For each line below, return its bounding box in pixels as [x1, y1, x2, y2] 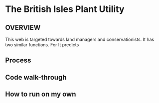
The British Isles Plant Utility [5, 3, 125, 15]
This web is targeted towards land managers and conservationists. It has [5, 36, 155, 42]
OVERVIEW [5, 23, 41, 32]
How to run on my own [5, 90, 76, 99]
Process [5, 56, 31, 65]
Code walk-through [5, 73, 67, 82]
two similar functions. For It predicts [5, 42, 79, 48]
